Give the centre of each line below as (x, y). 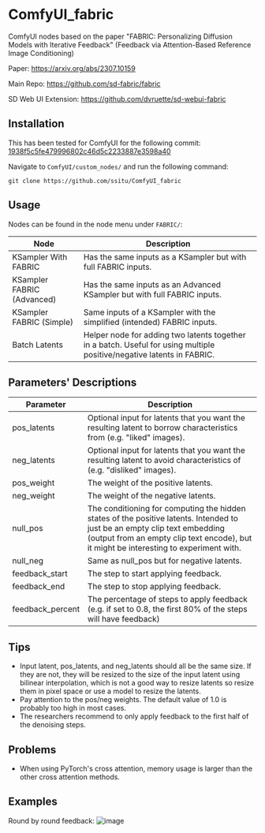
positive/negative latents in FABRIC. (149, 354)
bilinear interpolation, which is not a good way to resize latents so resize (137, 683)
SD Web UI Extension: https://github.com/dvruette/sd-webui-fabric (117, 99)
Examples (33, 802)
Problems (32, 750)
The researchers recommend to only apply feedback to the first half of (134, 716)
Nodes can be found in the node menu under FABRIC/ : (95, 224)
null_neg (28, 561)
